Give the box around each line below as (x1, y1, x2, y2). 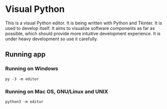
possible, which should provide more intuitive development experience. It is (5, 30, 161, 36)
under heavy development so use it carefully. (5, 36, 98, 42)
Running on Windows (5, 65, 58, 72)
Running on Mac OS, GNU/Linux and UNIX (5, 88, 108, 95)
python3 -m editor (5, 99, 43, 104)
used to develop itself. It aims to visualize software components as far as (5, 25, 155, 31)
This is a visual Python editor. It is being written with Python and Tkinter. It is (5, 20, 162, 26)
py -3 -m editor (5, 76, 39, 82)
